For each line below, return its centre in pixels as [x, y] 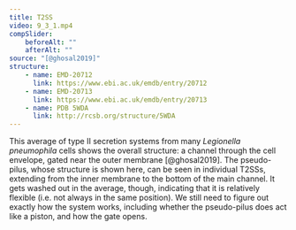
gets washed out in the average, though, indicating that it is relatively [135, 188]
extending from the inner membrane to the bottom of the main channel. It [142, 179]
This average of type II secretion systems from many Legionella [125, 142]
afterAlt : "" [49, 50]
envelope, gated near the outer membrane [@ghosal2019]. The [124, 160]
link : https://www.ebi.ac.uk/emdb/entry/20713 [120, 100]
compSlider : [31, 34]
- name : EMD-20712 [59, 75]
